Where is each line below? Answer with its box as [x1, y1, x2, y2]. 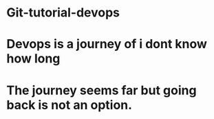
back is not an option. [6, 97, 132, 113]
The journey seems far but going [6, 83, 197, 98]
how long [6, 51, 61, 67]
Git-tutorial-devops [6, 5, 120, 21]
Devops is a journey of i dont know [6, 36, 208, 52]
